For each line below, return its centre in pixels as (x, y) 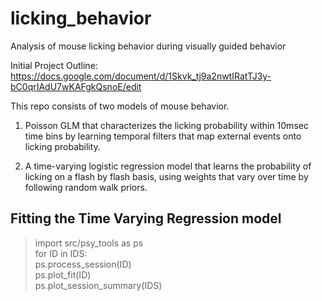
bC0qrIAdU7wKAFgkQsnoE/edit (76, 86)
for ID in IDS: (61, 253)
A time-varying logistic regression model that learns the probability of (168, 166)
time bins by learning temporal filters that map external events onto (163, 136)
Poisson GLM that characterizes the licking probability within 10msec (166, 125)
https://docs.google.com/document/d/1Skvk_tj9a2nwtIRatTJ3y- (141, 76)
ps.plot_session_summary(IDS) (98, 285)
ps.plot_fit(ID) (63, 274)
